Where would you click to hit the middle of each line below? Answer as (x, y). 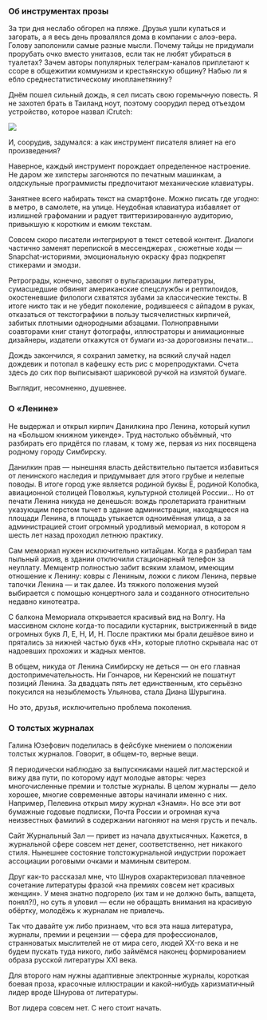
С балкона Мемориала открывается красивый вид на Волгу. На (117, 617)
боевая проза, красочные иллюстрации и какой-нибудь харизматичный (132, 983)
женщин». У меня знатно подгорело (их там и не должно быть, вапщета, (132, 893)
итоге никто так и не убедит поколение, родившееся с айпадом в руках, (132, 306)
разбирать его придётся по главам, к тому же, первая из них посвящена (132, 443)
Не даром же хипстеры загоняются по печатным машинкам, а (115, 175)
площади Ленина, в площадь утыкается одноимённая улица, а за (120, 518)
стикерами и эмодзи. (45, 265)
